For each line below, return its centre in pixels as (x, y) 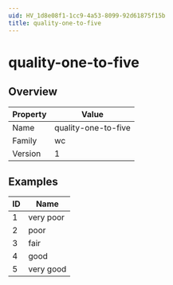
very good (47, 269)
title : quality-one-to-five (55, 23)
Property (29, 114)
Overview (33, 92)
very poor (47, 217)
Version (27, 154)
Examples (33, 181)
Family (25, 140)
